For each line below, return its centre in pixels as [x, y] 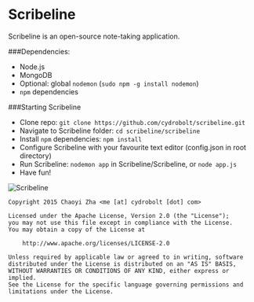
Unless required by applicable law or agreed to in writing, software [126, 257]
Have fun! [35, 172]
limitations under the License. [61, 291]
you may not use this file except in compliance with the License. [121, 223]
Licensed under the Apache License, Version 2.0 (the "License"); [119, 215]
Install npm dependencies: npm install [81, 138]
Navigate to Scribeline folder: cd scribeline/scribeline [110, 131]
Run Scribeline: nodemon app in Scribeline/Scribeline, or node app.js [128, 164]
